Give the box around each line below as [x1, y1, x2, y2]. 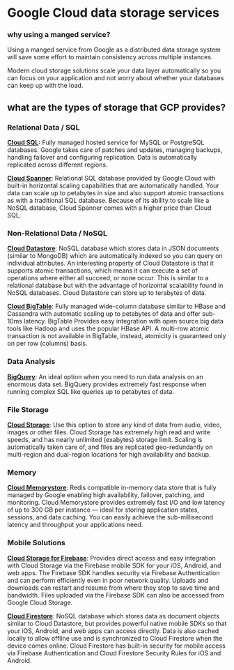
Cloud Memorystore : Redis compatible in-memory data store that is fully [7, 483, 217, 492]
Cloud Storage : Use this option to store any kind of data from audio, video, [7, 420, 221, 429]
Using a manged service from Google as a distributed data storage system [7, 45, 221, 54]
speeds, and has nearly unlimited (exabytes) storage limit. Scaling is [7, 436, 203, 444]
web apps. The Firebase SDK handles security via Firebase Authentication [7, 568, 220, 577]
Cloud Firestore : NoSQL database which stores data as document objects [7, 611, 219, 620]
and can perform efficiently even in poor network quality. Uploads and [7, 576, 209, 584]
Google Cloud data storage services [7, 5, 219, 21]
